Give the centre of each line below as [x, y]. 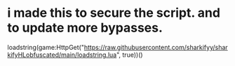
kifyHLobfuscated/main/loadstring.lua [62, 55]
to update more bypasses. [85, 28]
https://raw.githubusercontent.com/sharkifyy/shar [156, 47]
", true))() [129, 55]
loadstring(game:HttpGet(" [46, 47]
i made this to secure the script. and [114, 13]
